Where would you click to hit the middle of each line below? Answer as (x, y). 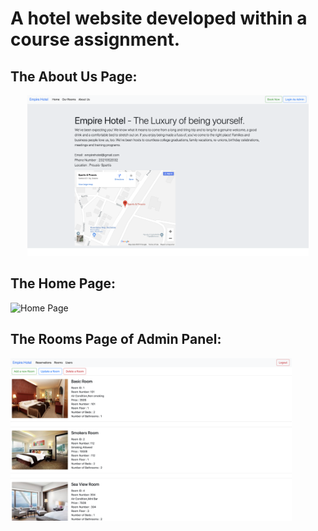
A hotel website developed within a (159, 18)
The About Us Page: (74, 76)
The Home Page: (63, 283)
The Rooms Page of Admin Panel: (116, 339)
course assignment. (95, 39)
